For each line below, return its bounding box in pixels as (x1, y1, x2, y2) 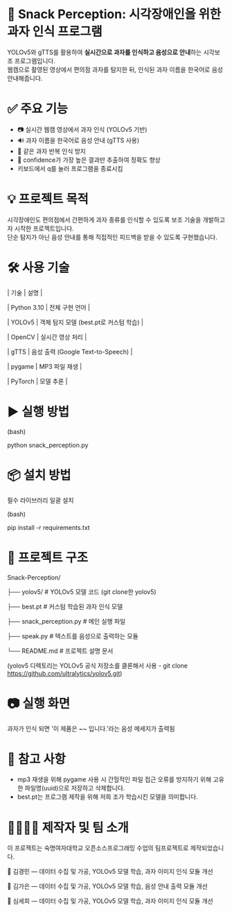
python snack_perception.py (7, 440, 89, 449)
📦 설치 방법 (7, 467, 71, 483)
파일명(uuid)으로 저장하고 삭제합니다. (24, 784, 125, 793)
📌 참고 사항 (7, 751, 66, 767)
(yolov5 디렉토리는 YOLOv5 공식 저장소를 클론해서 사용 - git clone (7, 661, 188, 670)
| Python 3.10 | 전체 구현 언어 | (7, 303, 91, 311)
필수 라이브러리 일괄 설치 (7, 496, 74, 504)
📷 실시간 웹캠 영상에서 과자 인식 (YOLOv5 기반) (17, 125, 148, 133)
